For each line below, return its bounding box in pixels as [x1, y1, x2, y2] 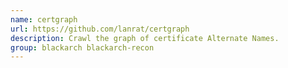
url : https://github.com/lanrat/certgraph [10, 24, 190, 34]
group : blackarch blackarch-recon [10, 42, 155, 53]
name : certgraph [10, 14, 78, 25]
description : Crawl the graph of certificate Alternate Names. [10, 33, 280, 43]
